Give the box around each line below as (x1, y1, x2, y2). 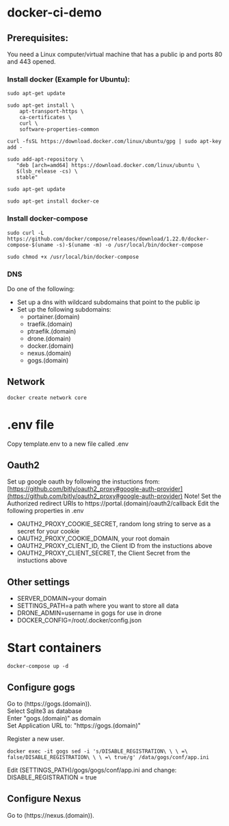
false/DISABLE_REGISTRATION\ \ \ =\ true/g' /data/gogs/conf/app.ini (7, 754, 210, 761)
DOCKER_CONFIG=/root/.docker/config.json (16, 616, 142, 625)
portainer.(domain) (27, 312, 80, 321)
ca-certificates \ (19, 114, 72, 121)
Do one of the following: (7, 284, 75, 292)
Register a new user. (7, 735, 65, 743)
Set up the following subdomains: (16, 305, 111, 313)
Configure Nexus (7, 793, 81, 805)
